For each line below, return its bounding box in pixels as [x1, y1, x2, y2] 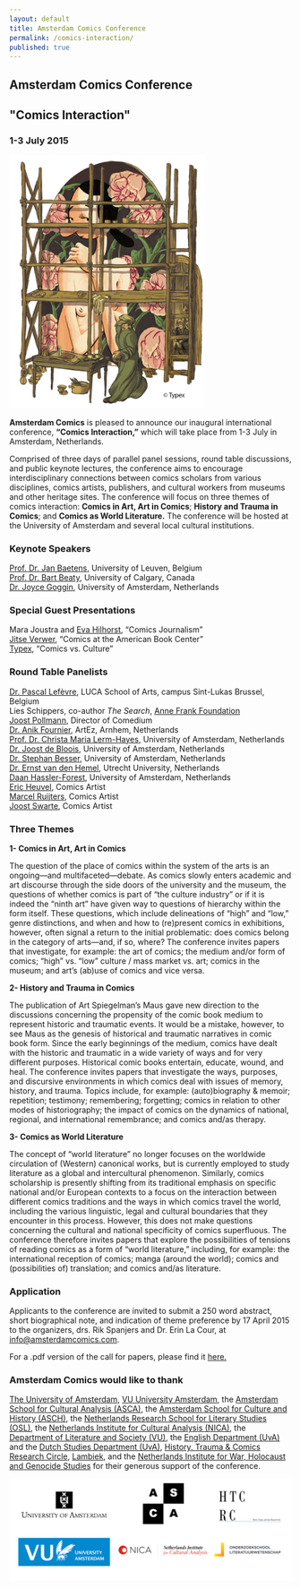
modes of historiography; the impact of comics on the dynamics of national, [9, 1104, 289, 1115]
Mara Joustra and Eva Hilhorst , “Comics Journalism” [9, 624, 203, 635]
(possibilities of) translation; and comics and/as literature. [9, 1263, 222, 1274]
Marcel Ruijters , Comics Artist [9, 791, 119, 802]
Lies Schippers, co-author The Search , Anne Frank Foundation [9, 705, 240, 716]
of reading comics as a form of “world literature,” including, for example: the [9, 1243, 290, 1254]
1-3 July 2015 [9, 134, 69, 147]
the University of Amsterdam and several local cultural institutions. [9, 519, 254, 530]
